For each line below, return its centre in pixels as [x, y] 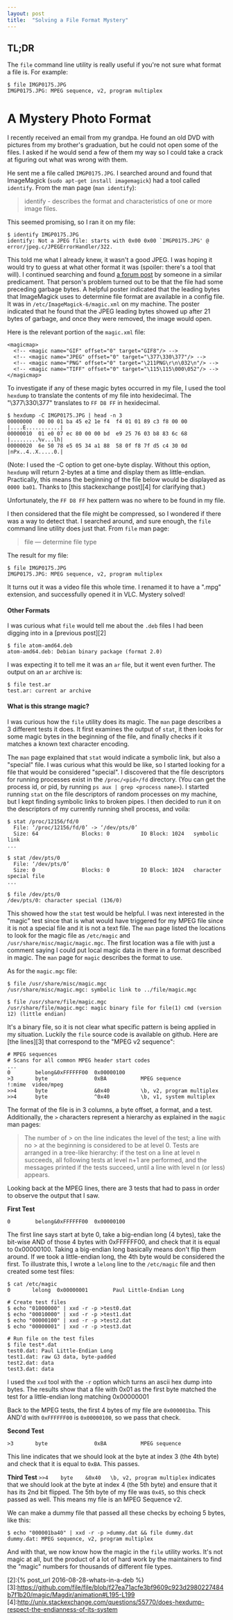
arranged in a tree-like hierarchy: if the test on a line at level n [112, 1153]
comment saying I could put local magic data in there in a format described [114, 950]
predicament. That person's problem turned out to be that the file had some [115, 282]
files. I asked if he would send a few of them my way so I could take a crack [115, 153]
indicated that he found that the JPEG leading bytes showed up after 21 [109, 311]
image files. [41, 209]
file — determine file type [60, 542]
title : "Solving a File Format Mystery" [68, 20]
